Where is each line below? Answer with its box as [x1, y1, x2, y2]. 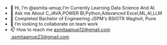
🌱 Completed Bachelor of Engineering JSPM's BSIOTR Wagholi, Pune [10, 16, 156, 21]
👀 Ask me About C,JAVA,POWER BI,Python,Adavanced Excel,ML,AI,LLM [10, 10, 162, 16]
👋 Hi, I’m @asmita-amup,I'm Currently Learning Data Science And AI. [10, 5, 156, 11]
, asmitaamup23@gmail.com [10, 34, 70, 40]
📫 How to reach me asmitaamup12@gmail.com [10, 27, 111, 32]
